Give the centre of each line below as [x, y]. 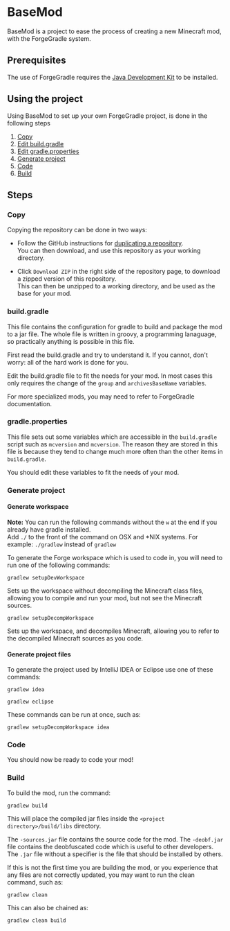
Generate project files [39, 654]
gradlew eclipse [30, 702]
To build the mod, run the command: [59, 793]
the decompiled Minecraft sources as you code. [75, 638]
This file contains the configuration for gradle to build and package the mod [115, 327]
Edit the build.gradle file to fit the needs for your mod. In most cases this [110, 376]
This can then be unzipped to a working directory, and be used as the [116, 286]
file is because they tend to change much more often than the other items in [115, 451]
